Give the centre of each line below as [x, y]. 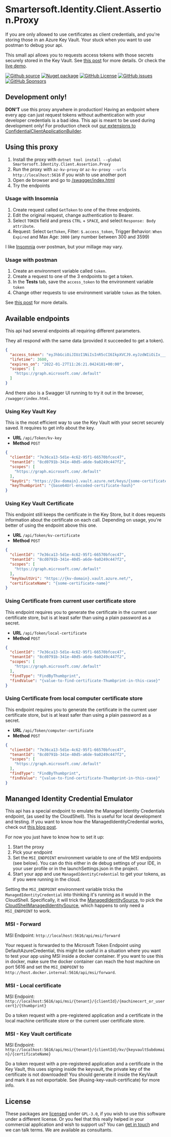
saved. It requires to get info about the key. [50, 428]
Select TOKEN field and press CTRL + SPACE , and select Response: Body [84, 221]
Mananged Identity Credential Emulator [69, 799]
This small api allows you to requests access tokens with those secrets [79, 55]
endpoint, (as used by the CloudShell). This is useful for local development [83, 817]
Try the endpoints [31, 185]
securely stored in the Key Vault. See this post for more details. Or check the [85, 60]
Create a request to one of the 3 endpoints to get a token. [73, 277]
